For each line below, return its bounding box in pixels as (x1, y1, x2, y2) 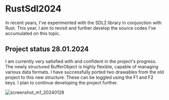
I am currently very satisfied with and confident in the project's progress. (5, 58, 157, 64)
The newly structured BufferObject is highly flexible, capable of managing (5, 63, 159, 69)
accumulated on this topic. (5, 30, 61, 36)
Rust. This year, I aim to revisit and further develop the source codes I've (5, 25, 156, 31)
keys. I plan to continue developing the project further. (5, 79, 118, 85)
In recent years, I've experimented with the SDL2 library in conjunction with (5, 20, 162, 26)
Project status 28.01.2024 (5, 45, 89, 53)
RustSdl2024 (5, 3, 62, 15)
